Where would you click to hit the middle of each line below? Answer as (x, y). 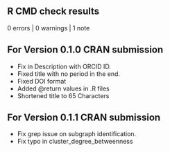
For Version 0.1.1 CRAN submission (84, 118)
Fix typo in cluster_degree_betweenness (75, 142)
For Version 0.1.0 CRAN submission (85, 50)
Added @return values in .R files (63, 88)
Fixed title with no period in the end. (68, 74)
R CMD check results (53, 11)
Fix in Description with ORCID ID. (64, 66)
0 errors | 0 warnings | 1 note (49, 28)
